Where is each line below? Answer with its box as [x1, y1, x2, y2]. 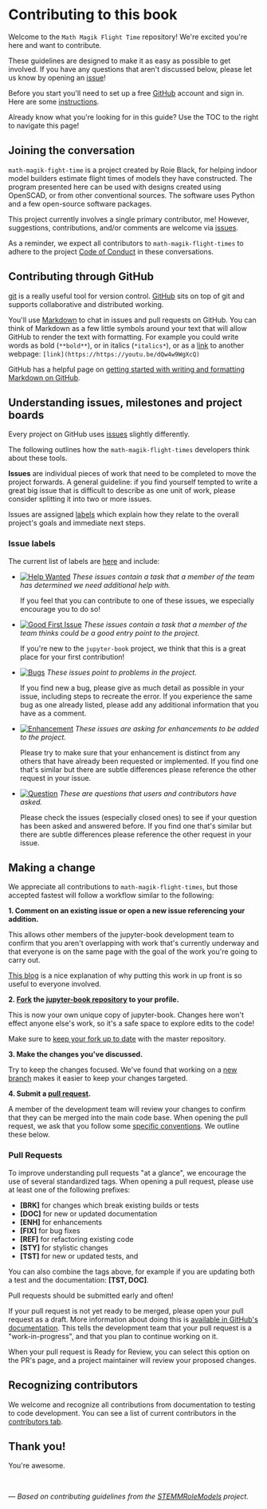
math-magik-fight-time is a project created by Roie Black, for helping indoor [8, 165, 257, 175]
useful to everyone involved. [8, 979, 102, 989]
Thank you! [8, 1440, 66, 1453]
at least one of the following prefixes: [8, 1184, 131, 1194]
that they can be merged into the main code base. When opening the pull [8, 1113, 249, 1122]
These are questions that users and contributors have [59, 788, 238, 798]
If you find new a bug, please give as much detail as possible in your [19, 683, 245, 692]
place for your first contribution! [19, 652, 125, 661]
